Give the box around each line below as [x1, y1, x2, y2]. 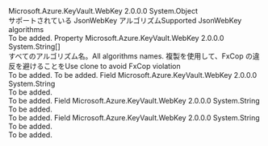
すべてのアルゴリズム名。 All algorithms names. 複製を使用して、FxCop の [8, 51, 253, 61]
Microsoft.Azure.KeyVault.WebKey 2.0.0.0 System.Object [8, 6, 198, 15]
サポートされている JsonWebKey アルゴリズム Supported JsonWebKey [8, 16, 242, 25]
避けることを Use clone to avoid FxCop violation [22, 62, 181, 71]
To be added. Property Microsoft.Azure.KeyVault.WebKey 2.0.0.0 [8, 34, 224, 43]
